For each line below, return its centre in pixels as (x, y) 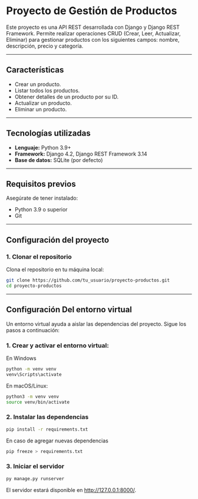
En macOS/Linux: (27, 386)
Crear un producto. (38, 84)
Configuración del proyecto (58, 240)
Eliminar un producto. (41, 109)
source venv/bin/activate (38, 402)
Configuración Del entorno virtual (69, 310)
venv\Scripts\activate (34, 374)
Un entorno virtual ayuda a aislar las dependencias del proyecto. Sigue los (96, 324)
